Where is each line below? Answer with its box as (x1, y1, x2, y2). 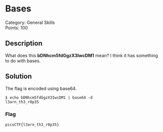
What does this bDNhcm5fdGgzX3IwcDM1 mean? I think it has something (5, 52, 158, 58)
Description (5, 39, 42, 48)
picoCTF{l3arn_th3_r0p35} (5, 122, 59, 127)
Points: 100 (5, 24, 28, 30)
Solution (5, 72, 32, 81)
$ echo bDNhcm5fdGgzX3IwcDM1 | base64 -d (5, 95, 93, 100)
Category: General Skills (5, 19, 55, 25)
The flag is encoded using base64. (5, 85, 77, 91)
